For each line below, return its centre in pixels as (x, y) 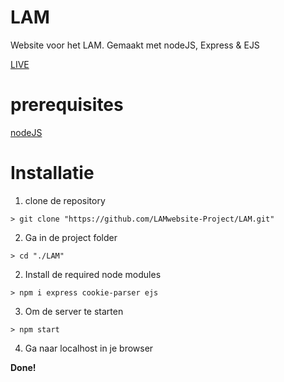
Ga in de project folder (71, 237)
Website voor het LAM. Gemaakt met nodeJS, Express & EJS (135, 45)
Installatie (52, 173)
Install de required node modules (93, 274)
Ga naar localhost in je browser (89, 348)
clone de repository (65, 200)
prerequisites (67, 105)
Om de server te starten (74, 311)
